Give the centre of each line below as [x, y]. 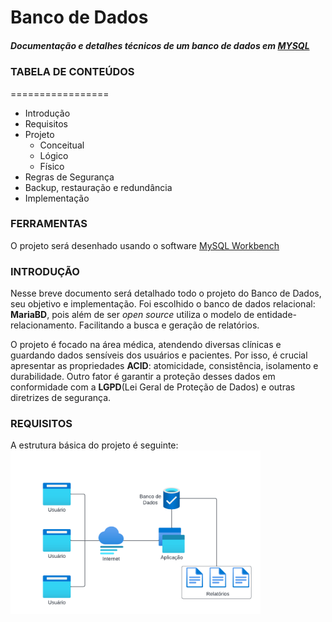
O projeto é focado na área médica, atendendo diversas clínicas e [146, 345]
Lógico [54, 155]
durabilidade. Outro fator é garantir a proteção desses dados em [143, 377]
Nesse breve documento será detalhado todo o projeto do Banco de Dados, [166, 293]
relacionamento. [43, 325]
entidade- [277, 315]
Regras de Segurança [69, 177]
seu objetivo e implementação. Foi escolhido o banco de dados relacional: [163, 304]
